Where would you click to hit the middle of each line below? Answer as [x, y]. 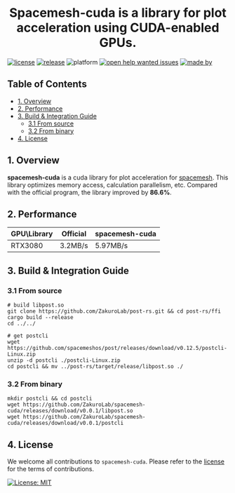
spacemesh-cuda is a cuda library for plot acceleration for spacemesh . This [118, 177]
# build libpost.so [36, 305]
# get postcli [28, 336]
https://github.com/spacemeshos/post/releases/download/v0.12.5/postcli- [117, 349]
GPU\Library [32, 234]
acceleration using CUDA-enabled [118, 28]
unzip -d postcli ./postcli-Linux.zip [64, 360]
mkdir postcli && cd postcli [50, 399]
